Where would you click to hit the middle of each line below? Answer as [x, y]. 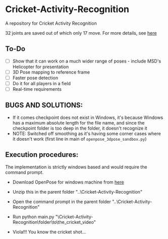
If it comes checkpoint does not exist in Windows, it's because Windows [88, 117]
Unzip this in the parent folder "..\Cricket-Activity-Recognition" [77, 192]
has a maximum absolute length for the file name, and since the [78, 123]
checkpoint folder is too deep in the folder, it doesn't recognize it [80, 128]
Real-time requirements [37, 89]
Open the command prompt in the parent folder [62, 201]
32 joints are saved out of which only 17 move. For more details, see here [81, 33]
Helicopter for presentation [41, 67]
